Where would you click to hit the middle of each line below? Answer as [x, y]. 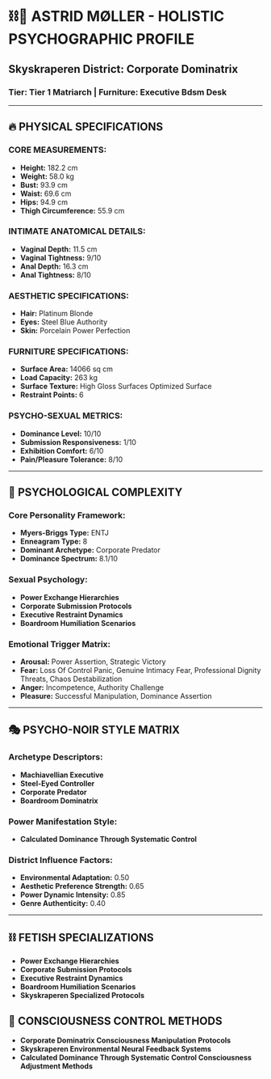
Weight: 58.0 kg [47, 176]
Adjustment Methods [56, 1066]
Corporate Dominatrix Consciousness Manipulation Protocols [125, 1040]
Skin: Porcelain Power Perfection [75, 331]
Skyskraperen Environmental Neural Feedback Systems [116, 1048]
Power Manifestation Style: [63, 821]
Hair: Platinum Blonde [56, 314]
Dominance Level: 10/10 [60, 434]
